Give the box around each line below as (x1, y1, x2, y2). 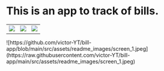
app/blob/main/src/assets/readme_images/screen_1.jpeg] (6, 45, 148, 53)
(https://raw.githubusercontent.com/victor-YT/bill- (6, 52, 130, 59)
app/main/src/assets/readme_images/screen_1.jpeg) (6, 58, 136, 65)
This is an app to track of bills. (6, 4, 159, 18)
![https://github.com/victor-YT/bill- (6, 39, 92, 46)
